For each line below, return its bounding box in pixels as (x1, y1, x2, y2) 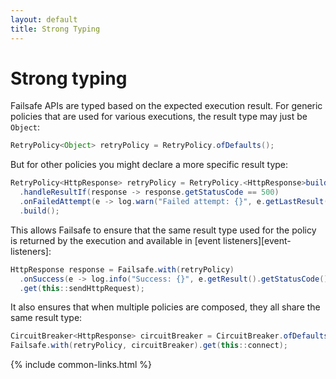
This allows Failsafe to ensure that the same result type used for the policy (10, 224, 317, 236)
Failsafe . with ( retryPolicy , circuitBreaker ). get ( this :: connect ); (10, 341, 288, 351)
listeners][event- (223, 234, 292, 246)
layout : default (10, 14, 78, 25)
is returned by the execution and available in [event (10, 234, 222, 246)
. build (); (19, 206, 60, 216)
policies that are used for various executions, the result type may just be (10, 111, 308, 123)
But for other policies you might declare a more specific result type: (10, 159, 289, 171)
